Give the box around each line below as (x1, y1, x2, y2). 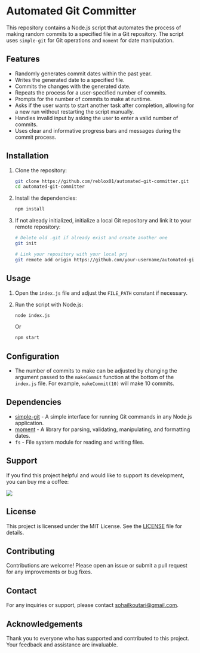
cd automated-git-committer (14, 184, 85, 190)
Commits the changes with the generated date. (14, 83, 131, 90)
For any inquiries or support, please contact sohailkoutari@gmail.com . (6, 602, 179, 609)
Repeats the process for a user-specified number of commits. (14, 89, 167, 96)
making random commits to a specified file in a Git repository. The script (6, 30, 184, 37)
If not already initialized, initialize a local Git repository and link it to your (14, 217, 192, 224)
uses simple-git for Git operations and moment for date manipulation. (6, 36, 174, 44)
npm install (14, 206, 45, 212)
